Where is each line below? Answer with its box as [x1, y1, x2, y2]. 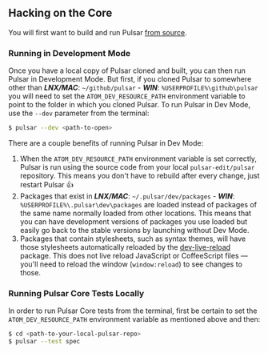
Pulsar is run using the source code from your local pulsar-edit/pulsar [19, 162, 255, 171]
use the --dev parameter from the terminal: [8, 108, 150, 118]
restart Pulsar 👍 [19, 179, 74, 189]
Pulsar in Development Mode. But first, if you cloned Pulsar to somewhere [8, 74, 252, 84]
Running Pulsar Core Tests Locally [8, 287, 145, 299]
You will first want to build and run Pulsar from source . [8, 27, 187, 37]
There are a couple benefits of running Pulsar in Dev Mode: [8, 138, 204, 147]
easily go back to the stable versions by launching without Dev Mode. [19, 225, 250, 235]
